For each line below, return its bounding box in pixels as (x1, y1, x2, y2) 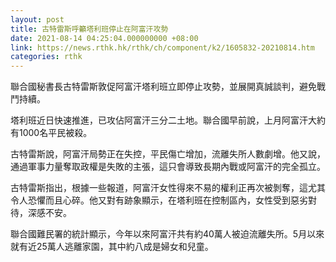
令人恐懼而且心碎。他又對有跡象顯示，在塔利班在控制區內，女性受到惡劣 (10, 194, 308, 206)
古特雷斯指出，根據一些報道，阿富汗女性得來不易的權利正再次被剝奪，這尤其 (10, 182, 326, 194)
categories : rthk (10, 52, 83, 62)
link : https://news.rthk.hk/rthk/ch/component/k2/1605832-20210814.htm (10, 42, 315, 53)
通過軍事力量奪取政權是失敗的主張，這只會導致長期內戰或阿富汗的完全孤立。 (10, 161, 326, 173)
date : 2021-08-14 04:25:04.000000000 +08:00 (10, 33, 199, 43)
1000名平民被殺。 (18, 127, 93, 139)
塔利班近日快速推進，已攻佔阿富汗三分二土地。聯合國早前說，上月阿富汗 (10, 114, 308, 126)
